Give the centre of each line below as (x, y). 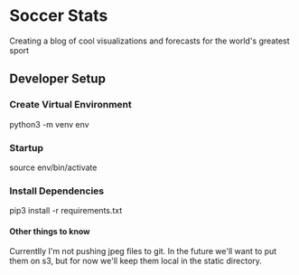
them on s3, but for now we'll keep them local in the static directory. (135, 261)
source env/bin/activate (53, 167)
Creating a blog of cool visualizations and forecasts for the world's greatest (150, 41)
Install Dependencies (57, 191)
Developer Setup (58, 79)
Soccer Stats (59, 16)
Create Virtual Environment (71, 105)
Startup (26, 147)
